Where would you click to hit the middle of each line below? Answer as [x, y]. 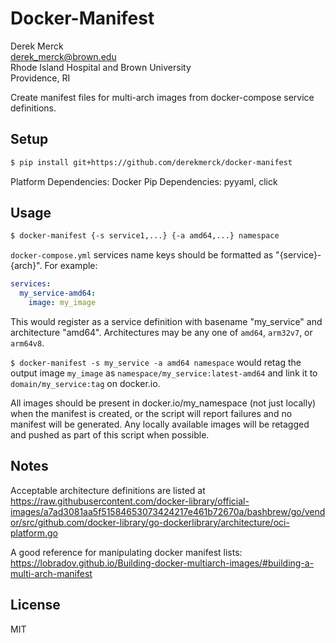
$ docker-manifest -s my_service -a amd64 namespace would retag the [156, 362]
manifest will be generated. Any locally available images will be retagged [160, 424]
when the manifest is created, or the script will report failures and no [151, 413]
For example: [71, 266]
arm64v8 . [27, 343]
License [35, 605]
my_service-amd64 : [58, 293]
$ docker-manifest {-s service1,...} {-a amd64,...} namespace [145, 236]
